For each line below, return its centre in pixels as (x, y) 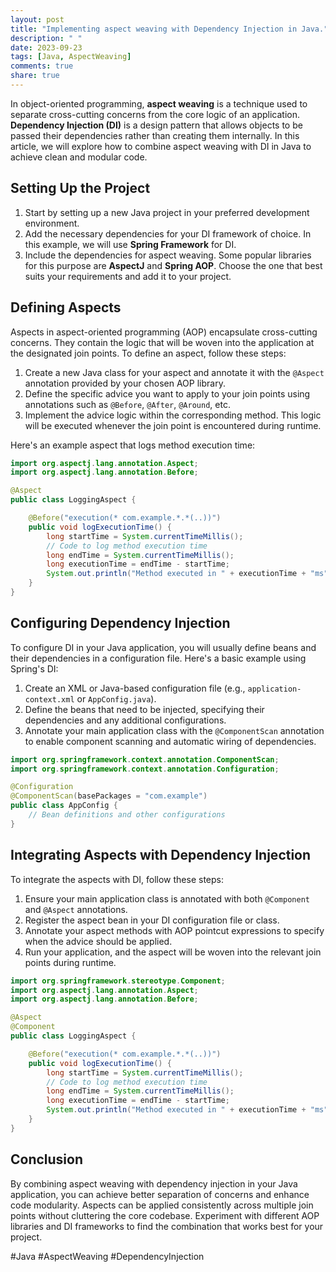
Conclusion (47, 1159)
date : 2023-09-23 (46, 47)
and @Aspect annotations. (76, 909)
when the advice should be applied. (98, 941)
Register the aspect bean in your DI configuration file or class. (152, 920)
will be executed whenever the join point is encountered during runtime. (173, 425)
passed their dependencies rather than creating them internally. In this (155, 135)
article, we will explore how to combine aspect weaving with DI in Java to (161, 146)
